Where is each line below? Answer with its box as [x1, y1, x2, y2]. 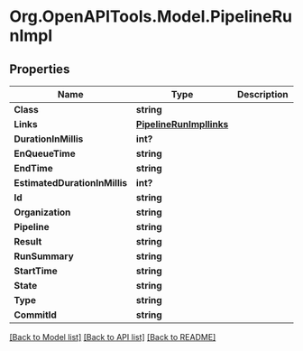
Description [237, 88, 289, 100]
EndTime [14, 162, 53, 174]
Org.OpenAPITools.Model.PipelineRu [9, 6, 293, 27]
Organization [14, 206, 71, 218]
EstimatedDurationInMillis [14, 177, 128, 189]
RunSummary [14, 250, 74, 263]
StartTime [14, 264, 58, 277]
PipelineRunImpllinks [135, 118, 229, 130]
